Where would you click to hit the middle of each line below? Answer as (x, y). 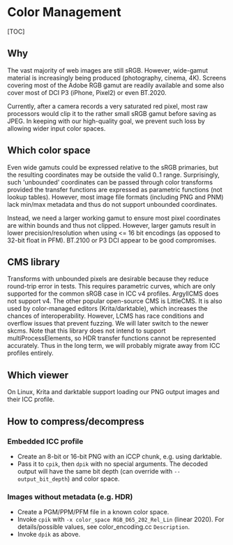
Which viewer (38, 375)
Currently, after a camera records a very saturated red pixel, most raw (107, 106)
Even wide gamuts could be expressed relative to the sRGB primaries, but (113, 167)
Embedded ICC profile (45, 441)
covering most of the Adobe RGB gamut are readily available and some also (116, 85)
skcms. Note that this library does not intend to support (87, 331)
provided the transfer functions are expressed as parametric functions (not (115, 189)
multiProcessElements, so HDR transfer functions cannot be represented (112, 338)
